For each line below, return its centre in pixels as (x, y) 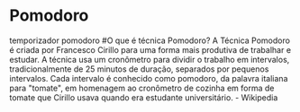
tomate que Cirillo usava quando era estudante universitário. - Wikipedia (144, 97)
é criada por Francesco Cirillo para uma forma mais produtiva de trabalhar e (150, 49)
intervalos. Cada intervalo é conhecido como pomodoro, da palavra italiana (149, 78)
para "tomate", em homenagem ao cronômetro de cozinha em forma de (142, 88)
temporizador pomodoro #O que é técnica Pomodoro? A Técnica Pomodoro (150, 40)
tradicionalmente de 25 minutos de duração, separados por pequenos (139, 69)
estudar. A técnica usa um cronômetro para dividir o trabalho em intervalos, (150, 59)
